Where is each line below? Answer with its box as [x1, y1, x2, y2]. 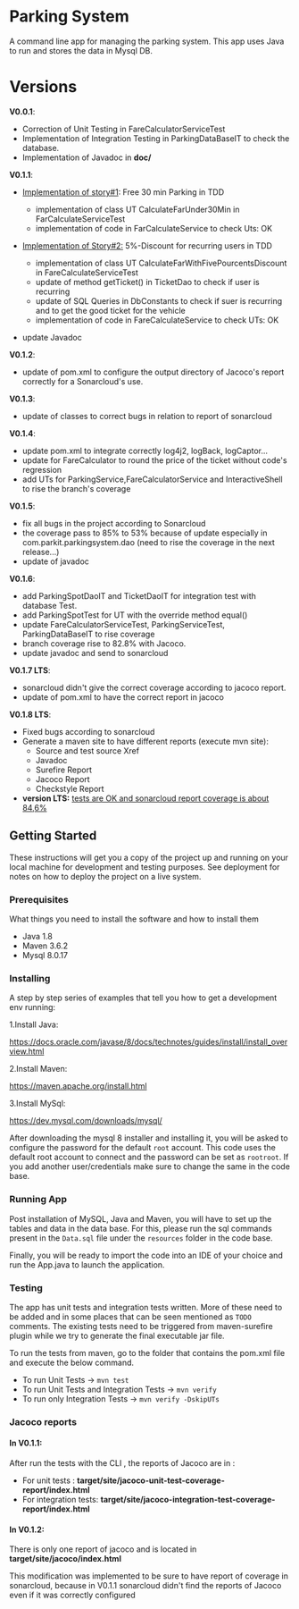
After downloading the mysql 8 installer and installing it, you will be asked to [9, 1133, 288, 1143]
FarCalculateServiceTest [35, 213, 126, 224]
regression [21, 464, 62, 475]
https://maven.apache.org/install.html [9, 1081, 147, 1091]
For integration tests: [21, 1495, 99, 1504]
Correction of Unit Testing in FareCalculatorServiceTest [21, 123, 226, 134]
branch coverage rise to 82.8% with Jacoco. [21, 637, 187, 649]
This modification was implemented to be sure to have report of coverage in [9, 1571, 288, 1581]
